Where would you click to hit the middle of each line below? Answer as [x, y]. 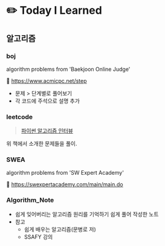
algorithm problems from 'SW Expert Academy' [65, 173]
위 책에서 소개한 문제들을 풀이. [42, 144]
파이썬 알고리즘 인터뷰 [47, 131]
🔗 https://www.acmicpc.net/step [47, 80]
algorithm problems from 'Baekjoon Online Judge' [68, 69]
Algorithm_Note [30, 200]
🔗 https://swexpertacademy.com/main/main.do [65, 184]
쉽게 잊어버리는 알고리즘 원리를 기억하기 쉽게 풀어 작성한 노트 [87, 214]
